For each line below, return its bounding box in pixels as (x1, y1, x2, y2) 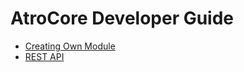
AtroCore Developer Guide (10, 7, 235, 30)
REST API (24, 50, 65, 62)
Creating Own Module (24, 40, 116, 52)
